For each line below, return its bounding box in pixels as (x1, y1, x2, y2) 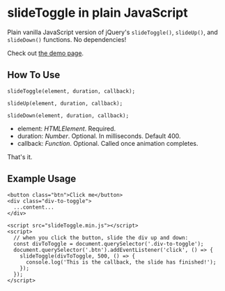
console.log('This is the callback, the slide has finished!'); (25, 258, 217, 266)
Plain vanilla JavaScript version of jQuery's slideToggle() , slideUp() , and (7, 28, 218, 36)
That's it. (7, 152, 33, 161)
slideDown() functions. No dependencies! (7, 35, 127, 43)
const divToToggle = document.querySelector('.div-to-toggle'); (13, 240, 204, 247)
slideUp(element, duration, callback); (7, 100, 123, 107)
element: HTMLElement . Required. (17, 124, 116, 133)
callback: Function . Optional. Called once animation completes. (17, 139, 199, 147)
